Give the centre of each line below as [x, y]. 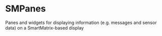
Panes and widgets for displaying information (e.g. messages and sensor [81, 22]
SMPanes [26, 9]
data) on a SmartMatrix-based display [45, 27]
